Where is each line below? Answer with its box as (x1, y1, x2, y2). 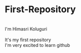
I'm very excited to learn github (5, 42, 70, 48)
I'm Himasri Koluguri (5, 25, 47, 32)
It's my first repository (5, 37, 51, 43)
